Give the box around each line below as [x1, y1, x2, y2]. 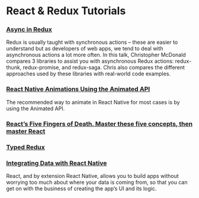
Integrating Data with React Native [6, 159, 107, 167]
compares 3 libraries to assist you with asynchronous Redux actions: [6, 58, 174, 65]
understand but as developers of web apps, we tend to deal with [6, 45, 164, 52]
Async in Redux [6, 25, 52, 34]
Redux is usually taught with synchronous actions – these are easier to [6, 39, 178, 46]
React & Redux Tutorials [6, 4, 126, 18]
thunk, [6, 64, 22, 71]
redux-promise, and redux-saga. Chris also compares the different [23, 64, 185, 71]
